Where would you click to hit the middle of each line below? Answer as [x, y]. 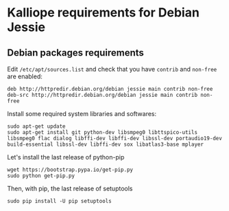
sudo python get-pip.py [41, 176]
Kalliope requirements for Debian [104, 13]
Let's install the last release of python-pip [66, 157]
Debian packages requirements [75, 53]
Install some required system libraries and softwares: [82, 114]
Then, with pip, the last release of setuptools [70, 188]
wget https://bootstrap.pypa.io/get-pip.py [70, 170]
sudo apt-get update [37, 126]
